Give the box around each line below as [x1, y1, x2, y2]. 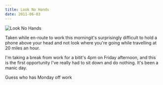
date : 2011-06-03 [5, 12, 41, 17]
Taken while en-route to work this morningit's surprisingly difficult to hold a [5, 35, 157, 41]
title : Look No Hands [5, 7, 50, 12]
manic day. [5, 64, 27, 71]
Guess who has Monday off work [5, 74, 72, 80]
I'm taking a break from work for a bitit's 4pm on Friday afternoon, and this [5, 54, 156, 60]
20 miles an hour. [5, 45, 40, 51]
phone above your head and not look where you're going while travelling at [5, 40, 157, 45]
